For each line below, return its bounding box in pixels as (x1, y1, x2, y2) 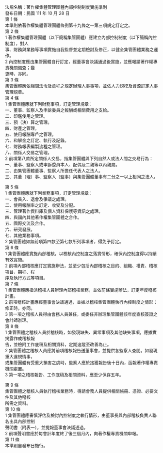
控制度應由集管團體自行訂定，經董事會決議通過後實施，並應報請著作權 (13, 59, 154, 64)
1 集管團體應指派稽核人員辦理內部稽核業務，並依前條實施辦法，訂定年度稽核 (5, 287, 157, 293)
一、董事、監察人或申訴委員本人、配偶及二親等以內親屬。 (5, 162, 120, 167)
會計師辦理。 (5, 317, 31, 323)
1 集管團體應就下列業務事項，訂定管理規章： (5, 190, 93, 196)
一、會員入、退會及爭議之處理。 (5, 196, 69, 202)
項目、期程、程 (5, 269, 35, 275)
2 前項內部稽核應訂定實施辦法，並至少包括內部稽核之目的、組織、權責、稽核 (5, 263, 158, 268)
